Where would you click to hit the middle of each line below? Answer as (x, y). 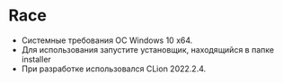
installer (36, 59)
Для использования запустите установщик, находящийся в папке (148, 49)
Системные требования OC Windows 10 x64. (107, 40)
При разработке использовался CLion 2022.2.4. (114, 69)
